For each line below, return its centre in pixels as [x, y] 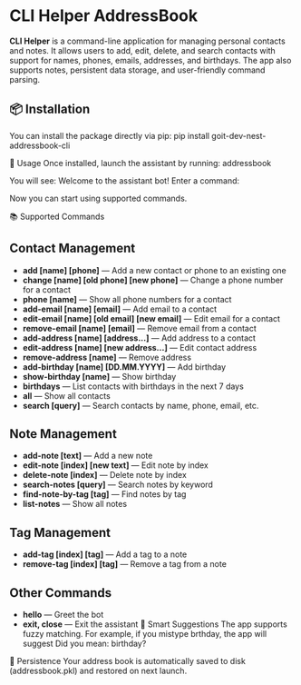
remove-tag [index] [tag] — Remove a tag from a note [124, 564]
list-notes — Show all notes [75, 504]
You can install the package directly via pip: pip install [110, 135]
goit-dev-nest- [239, 135]
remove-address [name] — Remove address [107, 357]
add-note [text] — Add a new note [87, 456]
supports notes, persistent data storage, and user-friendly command [137, 70]
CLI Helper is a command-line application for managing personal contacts [147, 41]
